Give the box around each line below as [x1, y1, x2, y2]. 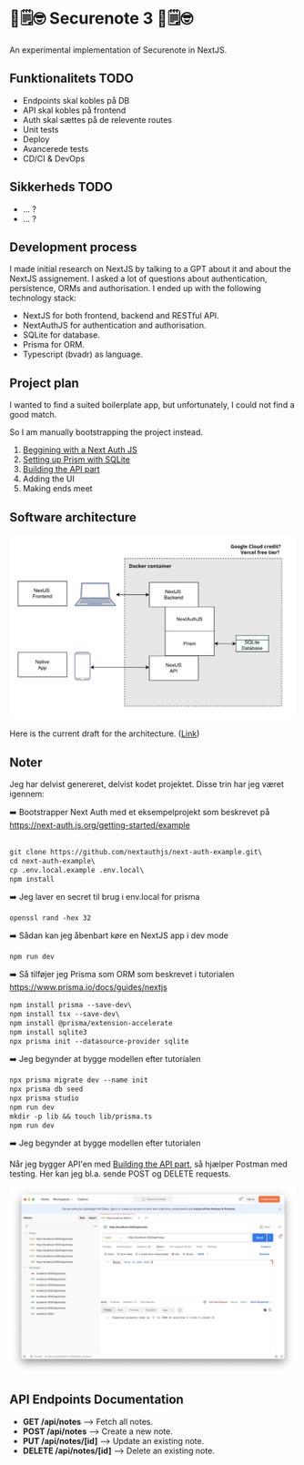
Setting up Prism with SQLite [22, 454, 130, 465]
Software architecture [9, 510, 137, 525]
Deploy [22, 134, 50, 145]
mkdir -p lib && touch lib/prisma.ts [9, 1112, 153, 1121]
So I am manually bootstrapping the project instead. [9, 427, 203, 438]
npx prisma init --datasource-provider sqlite [9, 1037, 189, 1046]
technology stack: [9, 293, 77, 304]
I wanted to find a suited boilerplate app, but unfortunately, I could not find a [9, 399, 295, 410]
